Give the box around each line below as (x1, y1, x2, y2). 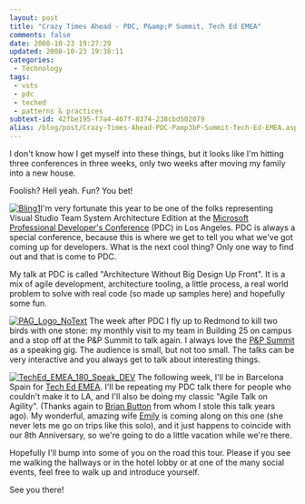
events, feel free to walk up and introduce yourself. (9, 467, 200, 478)
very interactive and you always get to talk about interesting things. (9, 354, 261, 365)
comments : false (9, 30, 71, 39)
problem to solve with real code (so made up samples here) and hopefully (9, 288, 286, 298)
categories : (9, 55, 54, 65)
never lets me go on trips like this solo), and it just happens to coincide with (9, 420, 291, 430)
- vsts (13, 81, 39, 90)
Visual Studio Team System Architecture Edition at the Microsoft (9, 213, 250, 223)
